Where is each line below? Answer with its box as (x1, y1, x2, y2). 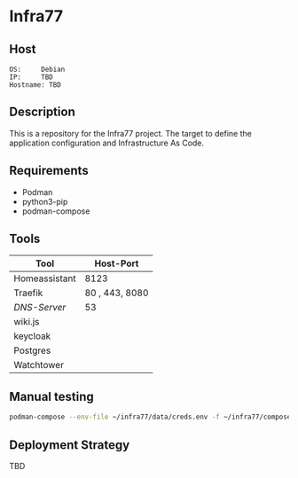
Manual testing (9, 388, 95, 404)
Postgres (13, 344, 51, 357)
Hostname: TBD (9, 81, 62, 90)
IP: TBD (9, 73, 53, 82)
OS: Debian (9, 65, 66, 74)
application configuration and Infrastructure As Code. (9, 137, 205, 148)
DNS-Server (13, 302, 67, 314)
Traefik (13, 286, 43, 299)
